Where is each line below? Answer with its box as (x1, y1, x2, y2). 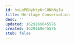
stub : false (5, 31, 31, 36)
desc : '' (5, 17, 24, 22)
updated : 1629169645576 (5, 21, 57, 27)
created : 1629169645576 (5, 26, 57, 31)
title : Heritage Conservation (5, 12, 70, 17)
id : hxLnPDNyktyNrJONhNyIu (5, 7, 63, 13)
